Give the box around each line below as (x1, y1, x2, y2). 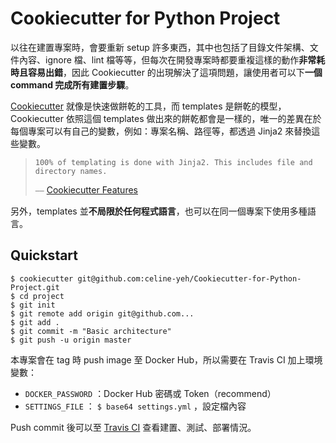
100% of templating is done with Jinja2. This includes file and (34, 157, 313, 167)
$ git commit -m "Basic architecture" (10, 326, 172, 336)
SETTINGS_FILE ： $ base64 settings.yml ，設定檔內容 (24, 400, 247, 412)
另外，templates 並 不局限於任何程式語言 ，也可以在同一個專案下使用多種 (10, 205, 308, 217)
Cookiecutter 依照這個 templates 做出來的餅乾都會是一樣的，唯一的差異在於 (10, 112, 322, 124)
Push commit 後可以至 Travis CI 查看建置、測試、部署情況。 (10, 421, 257, 433)
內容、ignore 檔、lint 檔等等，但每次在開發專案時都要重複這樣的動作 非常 (18, 53, 317, 66)
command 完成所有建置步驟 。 (10, 78, 135, 91)
